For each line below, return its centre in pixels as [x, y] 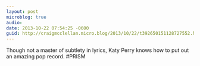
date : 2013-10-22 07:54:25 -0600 [48, 28]
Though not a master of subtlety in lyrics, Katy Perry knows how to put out [98, 50]
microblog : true [26, 17]
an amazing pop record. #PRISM [46, 57]
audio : [14, 22]
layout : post [22, 11]
